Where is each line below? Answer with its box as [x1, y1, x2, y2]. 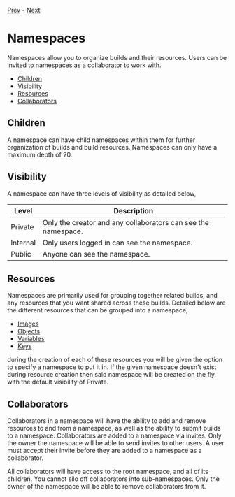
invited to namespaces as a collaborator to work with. [7, 61, 162, 69]
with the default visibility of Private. [7, 377, 109, 387]
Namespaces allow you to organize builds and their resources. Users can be [7, 53, 227, 62]
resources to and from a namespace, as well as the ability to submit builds [7, 424, 221, 433]
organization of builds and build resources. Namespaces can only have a [7, 143, 218, 151]
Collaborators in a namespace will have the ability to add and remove [7, 417, 206, 425]
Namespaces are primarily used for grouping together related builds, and [7, 291, 218, 300]
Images [17, 319, 39, 328]
